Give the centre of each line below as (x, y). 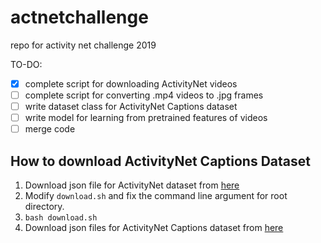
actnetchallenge (79, 17)
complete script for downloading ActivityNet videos (131, 83)
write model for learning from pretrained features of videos (146, 118)
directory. (44, 207)
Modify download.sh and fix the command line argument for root (156, 196)
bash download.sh (61, 218)
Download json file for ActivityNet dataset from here (132, 185)
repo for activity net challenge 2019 (83, 45)
